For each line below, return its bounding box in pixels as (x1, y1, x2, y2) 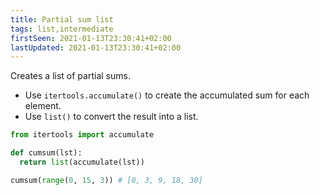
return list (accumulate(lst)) (19, 157, 145, 167)
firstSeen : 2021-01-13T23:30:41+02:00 (10, 33, 172, 43)
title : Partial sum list (10, 14, 114, 25)
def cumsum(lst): (10, 148, 83, 158)
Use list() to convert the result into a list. (24, 111, 199, 123)
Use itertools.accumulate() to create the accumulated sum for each (24, 89, 310, 101)
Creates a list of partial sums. (10, 70, 131, 82)
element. (24, 100, 62, 112)
